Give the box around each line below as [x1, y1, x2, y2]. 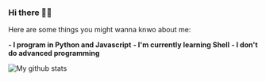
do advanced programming [8, 49, 100, 58]
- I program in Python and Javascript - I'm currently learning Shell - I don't [8, 40, 258, 50]
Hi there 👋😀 [8, 7, 52, 18]
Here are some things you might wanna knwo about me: [8, 25, 191, 35]
